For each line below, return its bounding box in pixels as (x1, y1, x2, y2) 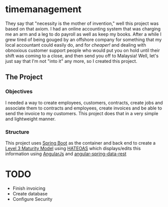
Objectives (5, 88, 33, 95)
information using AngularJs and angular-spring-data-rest (5, 151, 127, 157)
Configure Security (12, 196, 53, 202)
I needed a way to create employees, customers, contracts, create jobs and (5, 99, 163, 106)
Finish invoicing (12, 185, 46, 191)
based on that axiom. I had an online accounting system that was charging (5, 25, 161, 31)
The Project (5, 73, 43, 82)
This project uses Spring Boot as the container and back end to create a (5, 140, 156, 146)
